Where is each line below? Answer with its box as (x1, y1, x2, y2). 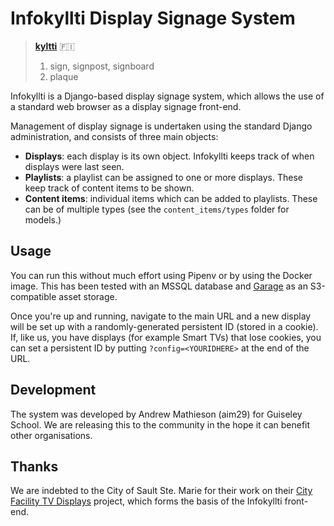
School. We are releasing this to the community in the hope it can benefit (10, 418, 311, 431)
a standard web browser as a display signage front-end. (10, 100, 242, 112)
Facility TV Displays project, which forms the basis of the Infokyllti (10, 495, 283, 507)
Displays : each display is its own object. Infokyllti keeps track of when (24, 150, 315, 162)
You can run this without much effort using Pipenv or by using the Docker (10, 269, 313, 281)
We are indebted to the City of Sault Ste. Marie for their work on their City (10, 485, 313, 497)
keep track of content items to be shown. (24, 182, 195, 194)
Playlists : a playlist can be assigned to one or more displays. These (24, 171, 303, 183)
